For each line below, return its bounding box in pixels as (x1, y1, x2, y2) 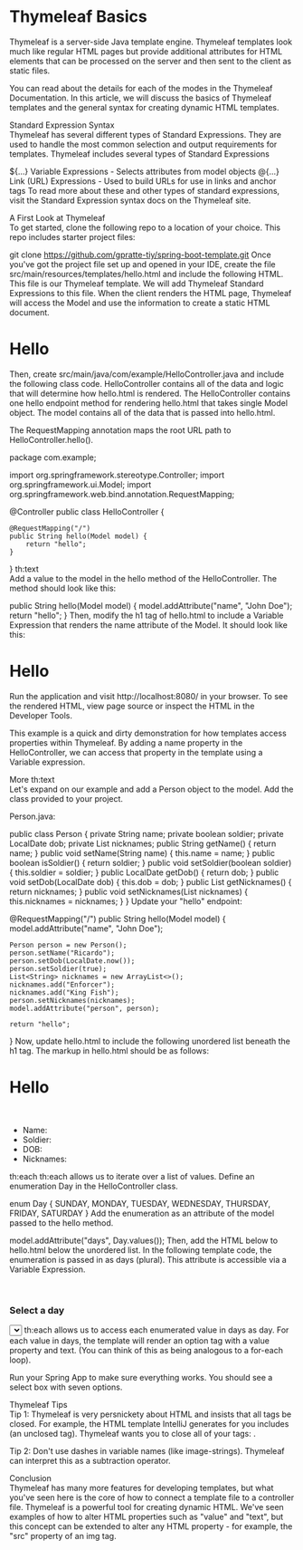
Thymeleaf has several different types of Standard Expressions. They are (9, 129, 282, 140)
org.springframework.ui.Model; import (9, 478, 152, 490)
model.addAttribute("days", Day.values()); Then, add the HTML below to (9, 1235, 279, 1246)
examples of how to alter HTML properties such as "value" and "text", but (9, 1511, 284, 1523)
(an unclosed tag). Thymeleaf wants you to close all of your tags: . (9, 1429, 256, 1439)
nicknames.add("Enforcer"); (9, 980, 116, 989)
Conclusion (9, 1473, 52, 1484)
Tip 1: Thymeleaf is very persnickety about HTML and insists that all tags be (9, 1409, 292, 1420)
